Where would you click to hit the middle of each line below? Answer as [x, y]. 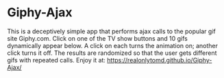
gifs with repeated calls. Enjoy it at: [57, 60]
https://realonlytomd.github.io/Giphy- [160, 60]
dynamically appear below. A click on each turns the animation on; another [112, 45]
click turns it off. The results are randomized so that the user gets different [112, 53]
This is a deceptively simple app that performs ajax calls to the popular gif [111, 31]
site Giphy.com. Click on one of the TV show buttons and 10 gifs [98, 38]
